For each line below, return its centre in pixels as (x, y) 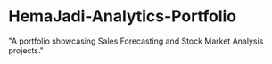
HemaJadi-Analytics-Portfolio (123, 16)
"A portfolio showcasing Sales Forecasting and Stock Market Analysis (136, 41)
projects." (26, 50)
